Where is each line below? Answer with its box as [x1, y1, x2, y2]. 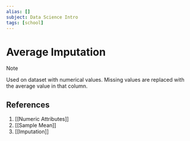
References [6, 100, 50, 110]
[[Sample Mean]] [14, 122, 56, 129]
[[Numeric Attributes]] [14, 116, 69, 123]
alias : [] [6, 8, 31, 15]
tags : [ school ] [6, 20, 44, 25]
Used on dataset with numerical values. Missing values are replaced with [6, 76, 185, 84]
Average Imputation [6, 45, 106, 59]
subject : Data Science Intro [6, 14, 78, 20]
